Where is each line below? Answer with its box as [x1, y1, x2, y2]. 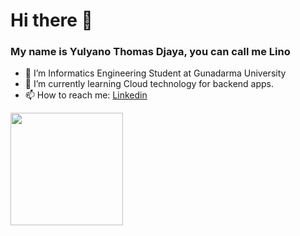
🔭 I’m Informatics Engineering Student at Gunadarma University [24, 67, 287, 79]
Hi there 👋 [10, 9, 93, 32]
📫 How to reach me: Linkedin [24, 89, 148, 101]
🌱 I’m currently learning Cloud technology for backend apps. [24, 78, 275, 90]
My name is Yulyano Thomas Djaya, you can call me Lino [10, 45, 291, 59]
